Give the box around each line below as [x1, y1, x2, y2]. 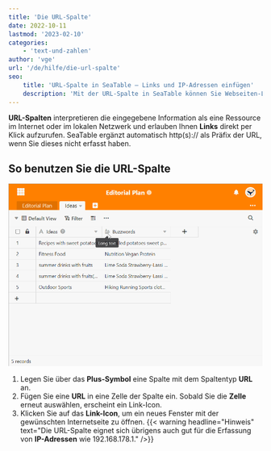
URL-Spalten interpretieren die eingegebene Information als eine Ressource [8, 113, 261, 123]
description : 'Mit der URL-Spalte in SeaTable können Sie [23, 90, 222, 98]
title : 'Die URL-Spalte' [8, 13, 92, 21]
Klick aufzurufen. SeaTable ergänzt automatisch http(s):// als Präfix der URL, [8, 130, 262, 140]
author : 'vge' [8, 56, 56, 64]
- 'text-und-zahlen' [23, 47, 92, 56]
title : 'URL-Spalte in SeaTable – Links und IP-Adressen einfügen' [23, 81, 254, 89]
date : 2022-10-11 [8, 21, 67, 30]
